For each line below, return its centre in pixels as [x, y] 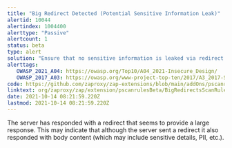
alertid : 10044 [29, 20]
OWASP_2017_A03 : [40, 77]
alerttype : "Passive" [38, 33]
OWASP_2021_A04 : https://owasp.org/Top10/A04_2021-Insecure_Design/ [117, 71]
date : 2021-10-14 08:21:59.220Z [54, 97]
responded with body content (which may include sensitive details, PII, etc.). [116, 137]
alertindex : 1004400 [37, 26]
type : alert [24, 52]
